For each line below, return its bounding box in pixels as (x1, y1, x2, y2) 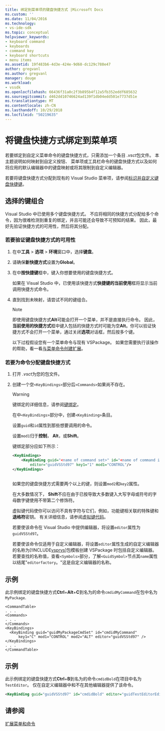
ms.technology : (5, 21, 36, 26)
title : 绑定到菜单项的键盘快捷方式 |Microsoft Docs (5, 7, 104, 12)
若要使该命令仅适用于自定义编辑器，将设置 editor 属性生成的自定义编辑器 (12, 541, 159, 547)
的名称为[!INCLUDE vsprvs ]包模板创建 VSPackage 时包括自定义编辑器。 (12, 547, 157, 553)
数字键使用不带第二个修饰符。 (16, 497, 77, 503)
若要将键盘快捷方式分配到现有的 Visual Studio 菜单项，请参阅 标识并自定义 (5, 175, 155, 181)
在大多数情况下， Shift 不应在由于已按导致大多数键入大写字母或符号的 (12, 491, 153, 497)
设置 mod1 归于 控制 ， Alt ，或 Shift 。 (12, 433, 82, 439)
